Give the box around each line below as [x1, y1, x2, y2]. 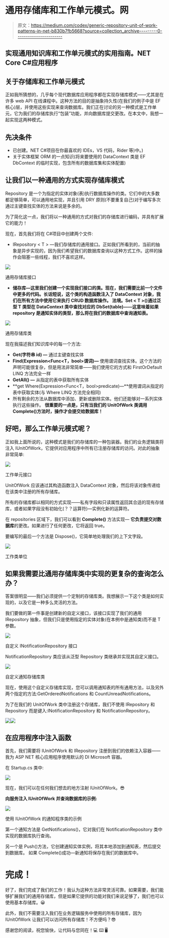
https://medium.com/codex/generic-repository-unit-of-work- [31, 22, 157, 28]
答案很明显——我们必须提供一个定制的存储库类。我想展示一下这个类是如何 [5, 593, 159, 599]
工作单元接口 [5, 472, 32, 478]
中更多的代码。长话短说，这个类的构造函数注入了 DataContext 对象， [12, 291, 157, 297]
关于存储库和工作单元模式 [5, 77, 84, 86]
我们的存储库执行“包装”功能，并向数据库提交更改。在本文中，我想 [22, 110, 159, 116]
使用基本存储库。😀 [5, 900, 45, 906]
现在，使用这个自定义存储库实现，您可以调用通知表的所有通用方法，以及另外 [5, 685, 164, 691]
